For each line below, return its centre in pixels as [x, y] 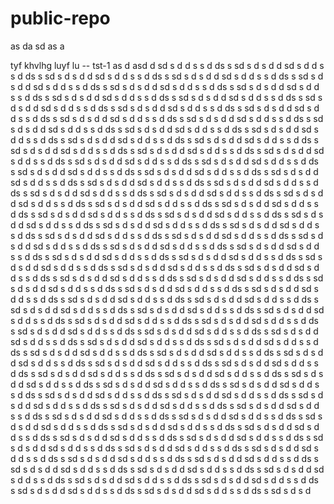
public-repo [60, 18]
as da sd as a [37, 46]
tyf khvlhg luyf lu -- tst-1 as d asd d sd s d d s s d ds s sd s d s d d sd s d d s [167, 65]
